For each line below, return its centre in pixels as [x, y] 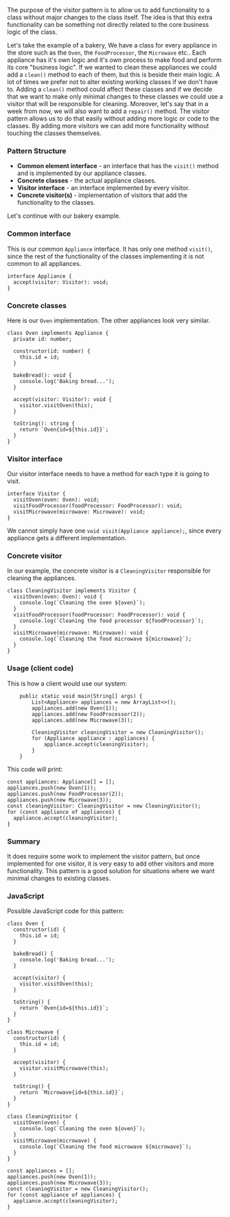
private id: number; [43, 339]
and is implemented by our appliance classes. [82, 173]
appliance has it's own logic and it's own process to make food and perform [114, 60]
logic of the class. [32, 32]
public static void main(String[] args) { [81, 696]
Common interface [39, 234]
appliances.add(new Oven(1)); [75, 708]
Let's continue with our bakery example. [64, 216]
